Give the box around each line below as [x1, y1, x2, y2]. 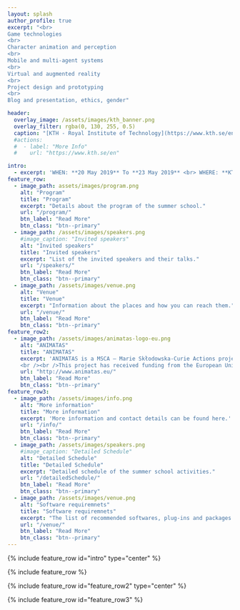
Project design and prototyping [7, 84, 104, 91]
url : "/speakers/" [20, 262, 75, 269]
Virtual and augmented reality [7, 70, 101, 77]
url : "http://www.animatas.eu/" [20, 369, 116, 376]
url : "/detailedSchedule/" [20, 474, 101, 482]
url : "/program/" [20, 209, 72, 216]
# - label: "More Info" [14, 143, 88, 150]
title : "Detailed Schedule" [20, 461, 104, 469]
